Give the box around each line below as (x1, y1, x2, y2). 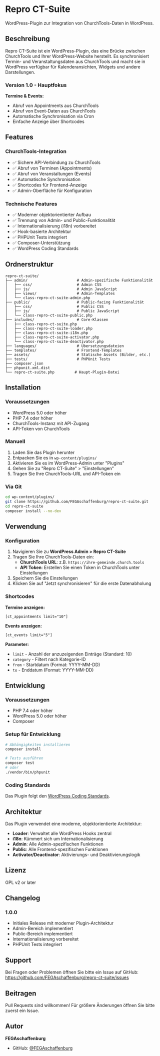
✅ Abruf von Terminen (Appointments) (12, 165, 92, 171)
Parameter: (5, 641, 29, 647)
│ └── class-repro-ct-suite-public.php (5, 312, 93, 318)
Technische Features (5, 200, 57, 207)
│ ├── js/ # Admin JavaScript (5, 286, 117, 291)
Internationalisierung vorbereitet (12, 936, 79, 942)
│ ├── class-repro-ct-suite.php (5, 321, 77, 326)
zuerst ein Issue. (5, 1007, 39, 1013)
